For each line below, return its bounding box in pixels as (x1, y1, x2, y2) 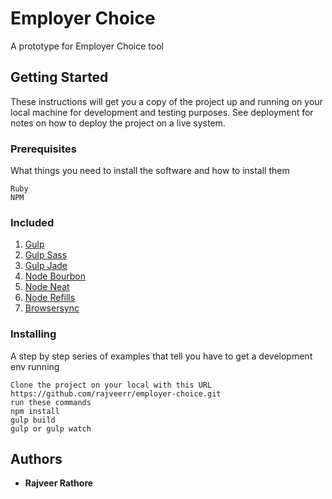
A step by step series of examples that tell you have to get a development (10, 350, 313, 362)
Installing (10, 327, 57, 341)
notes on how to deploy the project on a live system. (10, 117, 226, 129)
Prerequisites (10, 142, 77, 156)
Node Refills (24, 292, 76, 304)
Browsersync (24, 302, 80, 314)
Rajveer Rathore (24, 477, 94, 489)
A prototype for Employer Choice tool (10, 40, 164, 52)
